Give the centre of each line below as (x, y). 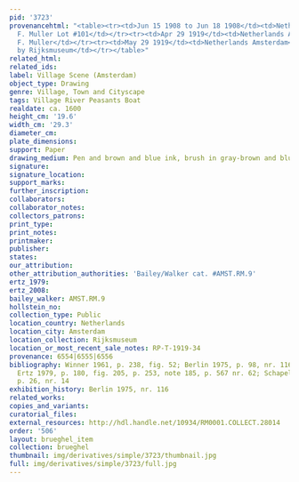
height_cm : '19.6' (43, 116)
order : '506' (33, 431)
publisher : (29, 249)
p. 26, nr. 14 (43, 382)
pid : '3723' (31, 17)
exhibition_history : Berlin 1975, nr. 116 (89, 390)
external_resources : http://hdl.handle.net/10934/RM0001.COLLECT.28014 (145, 422)
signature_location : (48, 174)
